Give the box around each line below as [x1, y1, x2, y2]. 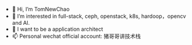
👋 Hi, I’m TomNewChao [11, 6, 70, 12]
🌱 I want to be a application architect [11, 25, 104, 33]
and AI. [11, 20, 30, 26]
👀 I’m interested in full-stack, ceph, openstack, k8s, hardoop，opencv [11, 12, 186, 20]
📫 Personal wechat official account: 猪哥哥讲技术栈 [11, 33, 141, 40]
